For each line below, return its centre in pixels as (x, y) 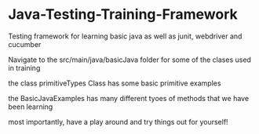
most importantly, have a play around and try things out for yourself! (119, 121)
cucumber (25, 44)
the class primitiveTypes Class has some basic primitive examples (115, 83)
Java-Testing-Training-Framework (123, 14)
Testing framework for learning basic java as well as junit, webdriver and (125, 36)
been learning (31, 107)
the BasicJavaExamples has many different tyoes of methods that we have (129, 98)
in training (24, 67)
